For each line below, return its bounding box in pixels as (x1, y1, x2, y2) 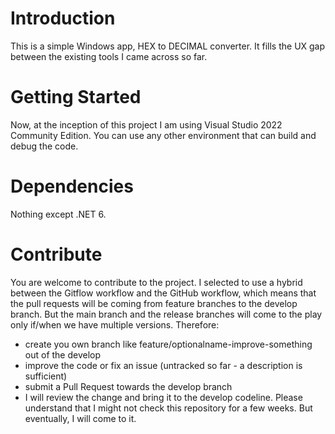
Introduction (10, 7, 116, 30)
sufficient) (24, 370, 68, 382)
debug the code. (10, 140, 79, 152)
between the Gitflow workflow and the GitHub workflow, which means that (10, 287, 317, 299)
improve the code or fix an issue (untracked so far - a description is (24, 359, 303, 371)
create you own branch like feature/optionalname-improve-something (24, 338, 313, 350)
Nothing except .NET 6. (10, 208, 107, 220)
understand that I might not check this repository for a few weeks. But (24, 402, 313, 414)
